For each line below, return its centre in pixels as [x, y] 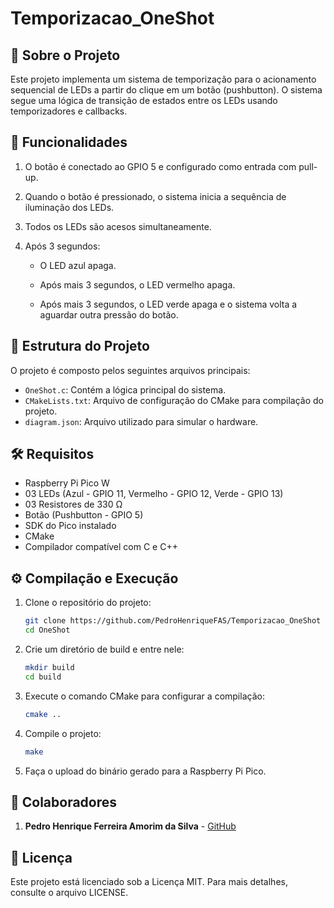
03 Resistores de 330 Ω [73, 504]
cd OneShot [47, 630]
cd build [43, 677]
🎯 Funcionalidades [69, 142]
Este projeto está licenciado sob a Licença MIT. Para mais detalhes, [149, 882]
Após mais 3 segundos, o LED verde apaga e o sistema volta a [168, 304]
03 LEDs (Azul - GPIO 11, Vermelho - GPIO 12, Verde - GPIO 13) [154, 494]
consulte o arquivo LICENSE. [69, 893]
